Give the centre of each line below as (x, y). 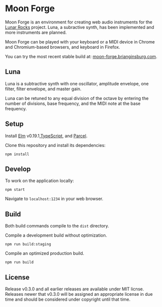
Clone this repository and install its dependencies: (55, 145)
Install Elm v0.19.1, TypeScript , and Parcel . (46, 136)
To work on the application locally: (40, 181)
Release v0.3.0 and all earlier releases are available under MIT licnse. (74, 289)
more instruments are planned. (36, 32)
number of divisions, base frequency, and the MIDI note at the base (73, 103)
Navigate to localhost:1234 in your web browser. (54, 199)
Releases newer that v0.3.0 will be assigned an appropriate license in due (79, 294)
